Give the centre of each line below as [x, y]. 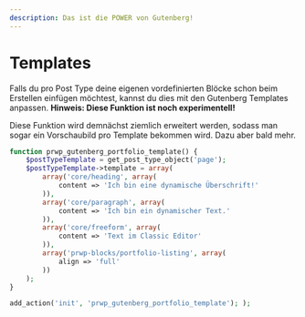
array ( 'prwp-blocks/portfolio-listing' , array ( [134, 253]
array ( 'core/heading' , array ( [100, 177]
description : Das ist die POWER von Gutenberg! [102, 18]
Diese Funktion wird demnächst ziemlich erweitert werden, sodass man [144, 125]
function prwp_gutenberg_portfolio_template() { [104, 151]
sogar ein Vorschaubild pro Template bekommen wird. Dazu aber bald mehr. [153, 135]
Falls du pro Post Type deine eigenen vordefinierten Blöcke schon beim [144, 88]
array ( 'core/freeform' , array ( [102, 228]
